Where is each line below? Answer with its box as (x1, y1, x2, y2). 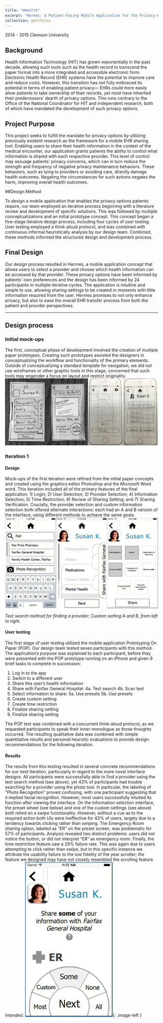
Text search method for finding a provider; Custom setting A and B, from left (5, 613, 158, 619)
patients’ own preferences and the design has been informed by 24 (5, 276, 140, 282)
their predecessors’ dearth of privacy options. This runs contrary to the (5, 95, 147, 101)
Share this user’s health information (12, 680, 83, 686)
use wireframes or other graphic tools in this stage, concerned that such (5, 367, 150, 373)
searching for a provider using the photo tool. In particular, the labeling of (5, 784, 151, 790)
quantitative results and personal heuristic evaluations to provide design (5, 736, 149, 742)
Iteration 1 (5, 453, 29, 460)
